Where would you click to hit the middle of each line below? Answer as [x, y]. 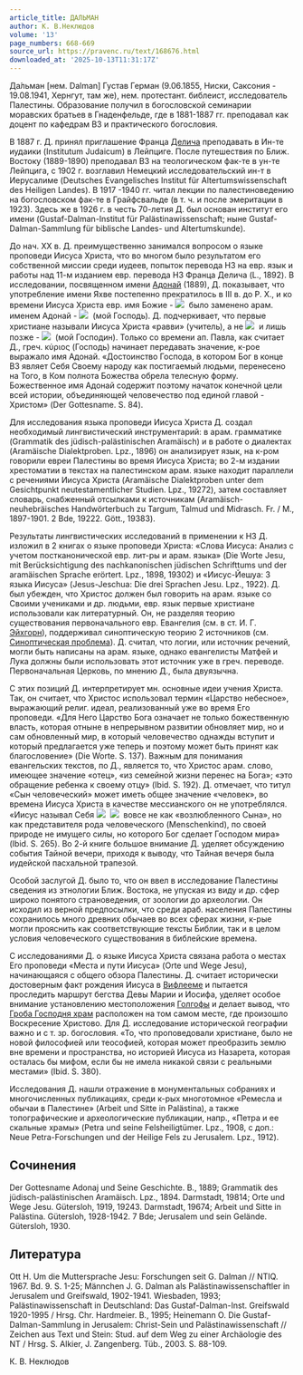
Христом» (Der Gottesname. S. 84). [76, 405]
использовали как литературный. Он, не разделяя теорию [122, 613]
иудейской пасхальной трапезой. [74, 863]
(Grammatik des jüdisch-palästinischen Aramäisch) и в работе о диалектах [151, 441]
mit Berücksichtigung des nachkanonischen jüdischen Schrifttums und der [148, 565]
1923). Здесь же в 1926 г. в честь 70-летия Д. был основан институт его [149, 209]
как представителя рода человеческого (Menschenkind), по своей [138, 824]
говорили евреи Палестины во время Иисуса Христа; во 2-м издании [145, 460]
